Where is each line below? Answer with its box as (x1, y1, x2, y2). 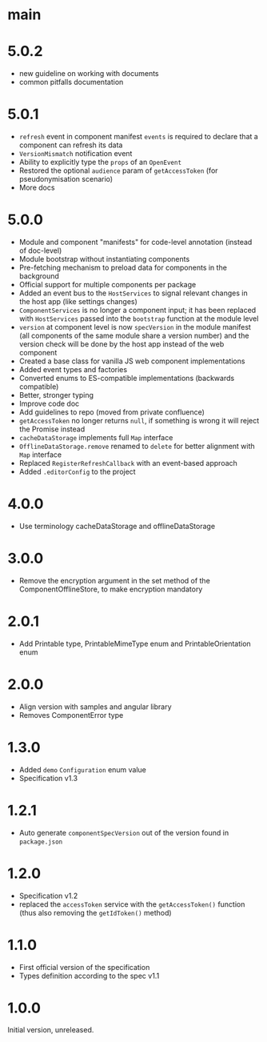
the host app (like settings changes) (18, 297, 137, 306)
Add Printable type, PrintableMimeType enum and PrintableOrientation (18, 639, 251, 648)
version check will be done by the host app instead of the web (18, 339, 225, 349)
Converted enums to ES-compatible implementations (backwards (18, 374, 235, 383)
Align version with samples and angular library (18, 702, 172, 711)
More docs (18, 182, 55, 193)
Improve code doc (18, 399, 80, 408)
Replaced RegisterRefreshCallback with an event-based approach (18, 459, 237, 467)
